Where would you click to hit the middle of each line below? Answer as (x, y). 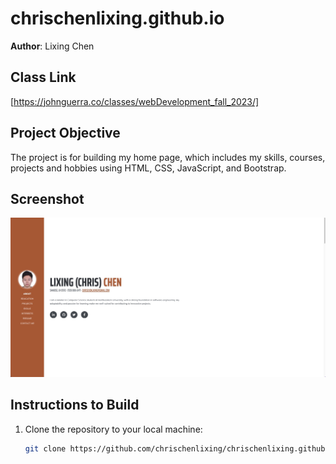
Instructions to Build (75, 405)
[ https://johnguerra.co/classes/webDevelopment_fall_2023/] (135, 101)
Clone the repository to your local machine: (113, 429)
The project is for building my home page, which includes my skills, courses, (168, 157)
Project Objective (65, 133)
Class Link (43, 77)
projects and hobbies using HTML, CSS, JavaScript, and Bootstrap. (148, 168)
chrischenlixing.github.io (117, 18)
